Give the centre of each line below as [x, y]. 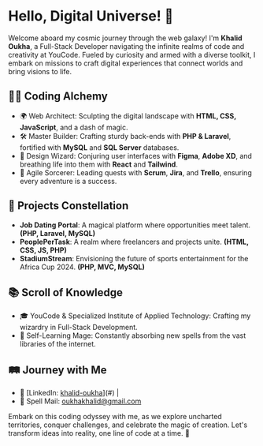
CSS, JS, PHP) [43, 250]
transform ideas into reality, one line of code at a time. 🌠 [99, 433]
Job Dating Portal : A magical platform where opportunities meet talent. [135, 225]
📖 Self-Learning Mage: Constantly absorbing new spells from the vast [133, 335]
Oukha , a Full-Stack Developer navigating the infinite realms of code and [126, 46]
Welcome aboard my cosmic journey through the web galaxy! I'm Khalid [125, 38]
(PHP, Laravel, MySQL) [57, 233]
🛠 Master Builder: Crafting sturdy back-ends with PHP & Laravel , [125, 136]
